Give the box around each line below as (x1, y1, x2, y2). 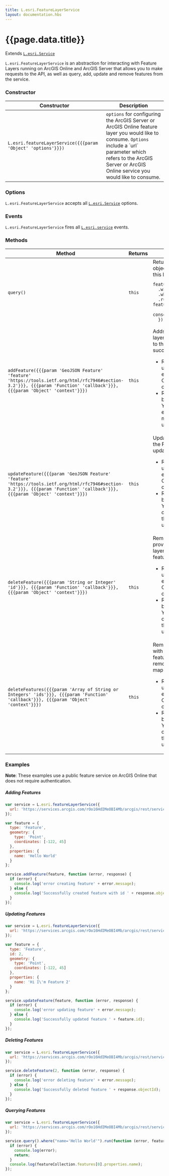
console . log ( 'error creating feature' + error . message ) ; (14, 881, 136, 886)
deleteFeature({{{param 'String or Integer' (8, 579, 116, 585)
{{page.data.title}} (5, 34, 85, 45)
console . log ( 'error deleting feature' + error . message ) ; (14, 1078, 136, 1083)
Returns (128, 250, 148, 257)
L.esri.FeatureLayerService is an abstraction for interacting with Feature (5, 60, 157, 66)
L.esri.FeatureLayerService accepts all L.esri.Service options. (5, 200, 138, 206)
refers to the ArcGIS (106, 154, 153, 161)
